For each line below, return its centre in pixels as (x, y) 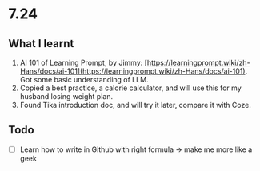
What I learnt (41, 44)
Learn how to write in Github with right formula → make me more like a (136, 149)
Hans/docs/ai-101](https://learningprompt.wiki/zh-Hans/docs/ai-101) (132, 71)
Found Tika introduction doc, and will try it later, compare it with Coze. (136, 105)
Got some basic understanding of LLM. (84, 80)
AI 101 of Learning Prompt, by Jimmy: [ (84, 62)
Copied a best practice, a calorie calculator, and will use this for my (130, 88)
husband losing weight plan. (66, 96)
